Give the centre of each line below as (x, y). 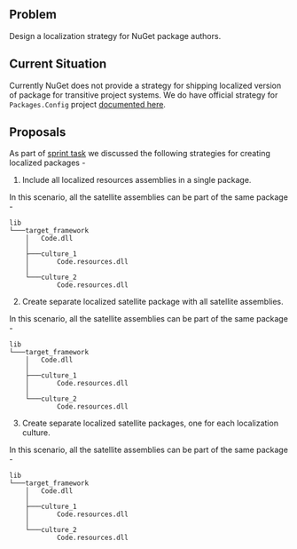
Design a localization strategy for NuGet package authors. (115, 36)
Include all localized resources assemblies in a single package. (137, 180)
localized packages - (47, 163)
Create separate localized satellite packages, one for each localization (150, 423)
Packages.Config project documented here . (88, 104)
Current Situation (58, 64)
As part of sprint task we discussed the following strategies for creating (140, 154)
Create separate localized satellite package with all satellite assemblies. (152, 302)
